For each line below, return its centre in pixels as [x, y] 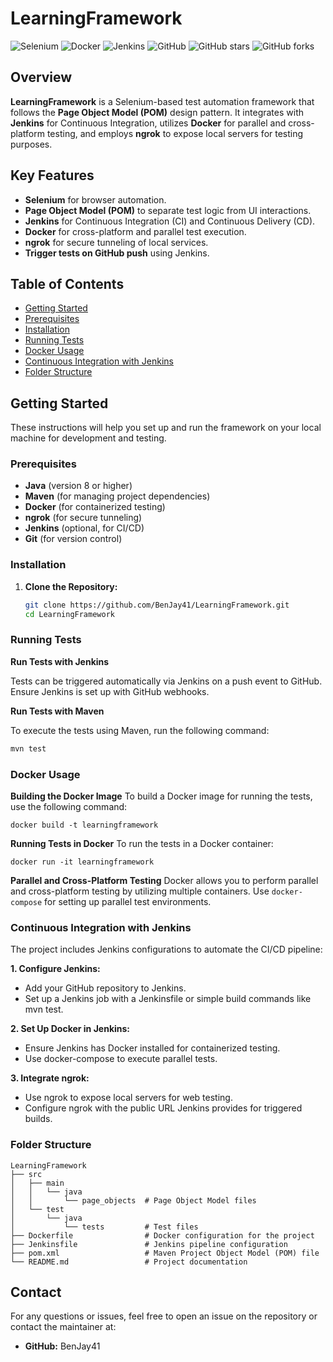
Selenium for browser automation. [95, 199]
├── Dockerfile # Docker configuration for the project [162, 1235]
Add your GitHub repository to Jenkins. [105, 988]
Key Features [52, 175]
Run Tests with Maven [57, 711]
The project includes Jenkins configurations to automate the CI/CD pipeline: [166, 949]
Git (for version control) [73, 539]
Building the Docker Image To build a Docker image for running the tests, [161, 796]
